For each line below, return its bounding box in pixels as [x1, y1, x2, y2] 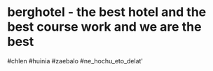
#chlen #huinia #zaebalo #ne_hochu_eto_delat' [7, 56, 144, 65]
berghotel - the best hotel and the [7, 4, 207, 20]
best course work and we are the [7, 19, 202, 35]
